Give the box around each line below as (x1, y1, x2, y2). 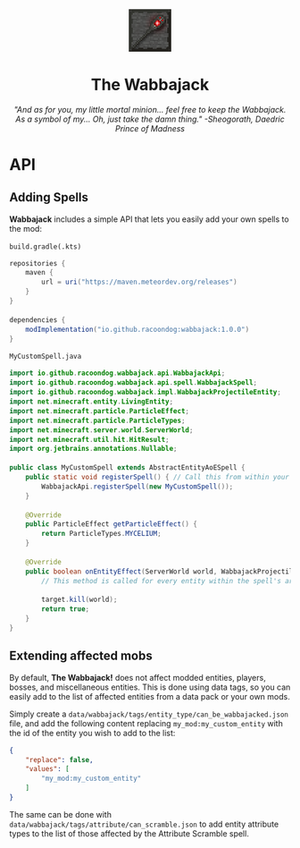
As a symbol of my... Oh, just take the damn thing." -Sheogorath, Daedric (15, 114, 285, 124)
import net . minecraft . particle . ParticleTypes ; (9, 416, 186, 425)
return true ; (41, 605, 90, 614)
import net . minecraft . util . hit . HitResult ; (9, 435, 170, 444)
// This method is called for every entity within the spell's (41, 576, 281, 585)
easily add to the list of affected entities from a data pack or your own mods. (9, 691, 290, 701)
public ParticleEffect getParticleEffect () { (25, 520, 198, 529)
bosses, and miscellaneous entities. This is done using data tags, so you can (9, 682, 291, 692)
